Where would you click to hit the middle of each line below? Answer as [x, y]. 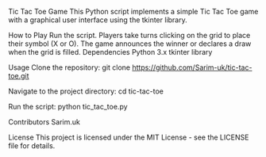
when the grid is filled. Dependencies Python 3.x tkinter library [110, 52]
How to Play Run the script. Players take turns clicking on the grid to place [129, 35]
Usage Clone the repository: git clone [69, 67]
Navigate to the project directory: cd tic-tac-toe [86, 91]
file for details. [32, 146]
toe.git [19, 76]
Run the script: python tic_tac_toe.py [68, 107]
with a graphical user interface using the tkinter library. [98, 20]
